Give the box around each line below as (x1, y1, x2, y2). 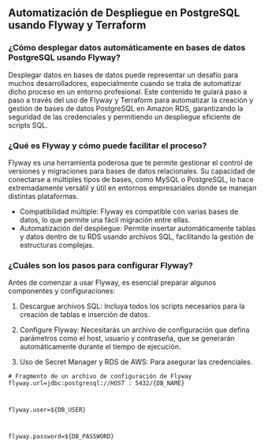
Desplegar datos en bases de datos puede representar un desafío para (8, 70, 239, 80)
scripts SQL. (8, 120, 49, 129)
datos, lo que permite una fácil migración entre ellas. (19, 215, 191, 224)
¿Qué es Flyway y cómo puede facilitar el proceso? (8, 140, 207, 151)
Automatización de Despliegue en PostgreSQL (8, 6, 240, 20)
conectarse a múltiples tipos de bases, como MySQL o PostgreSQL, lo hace (8, 174, 254, 184)
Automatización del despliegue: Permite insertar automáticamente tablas (19, 223, 256, 233)
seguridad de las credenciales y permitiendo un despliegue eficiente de (8, 112, 241, 121)
